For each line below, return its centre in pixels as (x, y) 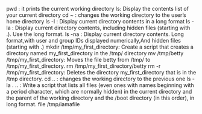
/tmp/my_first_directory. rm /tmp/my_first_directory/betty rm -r (84, 66)
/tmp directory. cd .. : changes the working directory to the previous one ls (99, 79)
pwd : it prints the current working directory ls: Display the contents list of (97, 9)
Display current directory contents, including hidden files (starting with (103, 28)
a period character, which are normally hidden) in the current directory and (99, 91)
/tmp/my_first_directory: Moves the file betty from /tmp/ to (78, 60)
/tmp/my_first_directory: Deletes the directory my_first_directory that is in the (101, 72)
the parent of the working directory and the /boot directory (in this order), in (100, 98)
